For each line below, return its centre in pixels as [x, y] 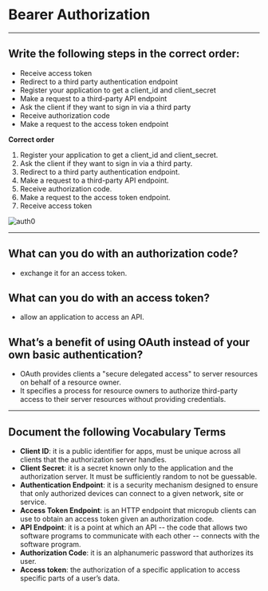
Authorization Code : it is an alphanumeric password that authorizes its [136, 553]
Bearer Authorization [79, 15]
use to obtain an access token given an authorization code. [117, 519]
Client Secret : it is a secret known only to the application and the [126, 468]
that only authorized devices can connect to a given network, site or [132, 493]
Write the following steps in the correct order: [124, 54]
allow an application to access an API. [82, 317]
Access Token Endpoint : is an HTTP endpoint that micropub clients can [138, 510]
